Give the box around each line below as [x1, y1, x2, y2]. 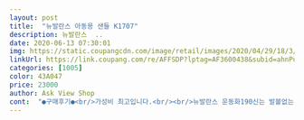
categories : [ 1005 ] [9, 64, 83, 73]
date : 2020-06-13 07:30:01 [9, 38, 111, 48]
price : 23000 [9, 80, 59, 89]
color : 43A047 [9, 72, 63, 81]
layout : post [9, 13, 59, 23]
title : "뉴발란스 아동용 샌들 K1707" [9, 22, 138, 31]
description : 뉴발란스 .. [9, 30, 104, 39]
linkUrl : [9, 55, 43, 64]
